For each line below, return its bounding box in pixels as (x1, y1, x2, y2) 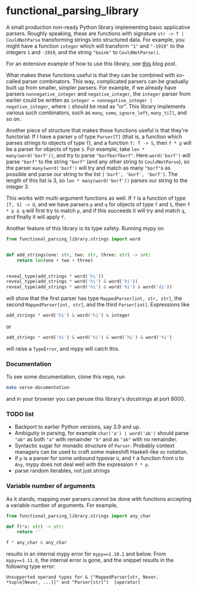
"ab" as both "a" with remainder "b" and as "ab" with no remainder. (14, 436, 178, 443)
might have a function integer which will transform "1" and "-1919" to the (6, 42, 184, 49)
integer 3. (6, 183, 29, 190)
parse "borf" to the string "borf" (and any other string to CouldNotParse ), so (6, 158, 190, 165)
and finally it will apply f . (6, 213, 66, 220)
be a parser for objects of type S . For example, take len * (6, 146, 145, 153)
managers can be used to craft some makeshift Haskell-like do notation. (14, 448, 188, 455)
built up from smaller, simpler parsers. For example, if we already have (6, 84, 176, 91)
